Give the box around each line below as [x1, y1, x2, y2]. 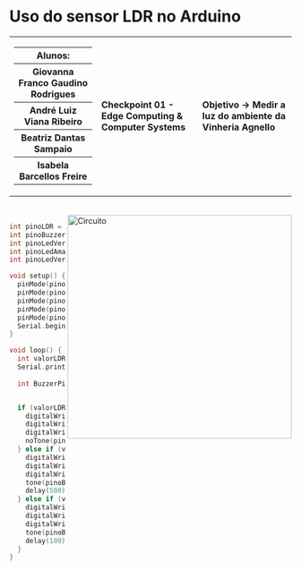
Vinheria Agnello [202, 121, 276, 133]
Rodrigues [30, 88, 76, 100]
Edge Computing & [101, 109, 184, 122]
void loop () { [9, 346, 63, 355]
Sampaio [34, 142, 73, 155]
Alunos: [36, 49, 70, 62]
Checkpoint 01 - [101, 98, 175, 111]
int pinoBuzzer [9, 230, 66, 239]
